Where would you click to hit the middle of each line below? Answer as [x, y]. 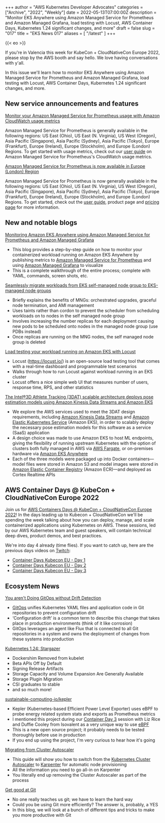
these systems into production [43, 639]
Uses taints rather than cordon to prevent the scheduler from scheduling [86, 310]
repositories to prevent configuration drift [54, 613]
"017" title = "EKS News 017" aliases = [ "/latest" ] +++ [60, 33]
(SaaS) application [31, 432]
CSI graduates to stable [36, 684]
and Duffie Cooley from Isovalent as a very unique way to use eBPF [81, 724]
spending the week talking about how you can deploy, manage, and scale [80, 520]
